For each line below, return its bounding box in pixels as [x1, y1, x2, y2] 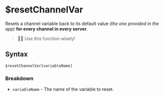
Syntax [5, 50, 28, 58]
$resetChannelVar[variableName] [5, 63, 72, 68]
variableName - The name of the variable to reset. [12, 86, 114, 92]
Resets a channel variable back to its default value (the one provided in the [5, 20, 159, 26]
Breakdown [5, 74, 33, 81]
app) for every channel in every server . [5, 25, 88, 31]
